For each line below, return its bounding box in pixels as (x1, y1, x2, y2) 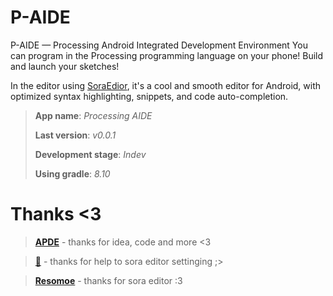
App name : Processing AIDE (34, 109, 153, 121)
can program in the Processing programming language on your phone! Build (10, 49, 324, 61)
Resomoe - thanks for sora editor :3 (34, 274, 183, 286)
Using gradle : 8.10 (34, 167, 111, 180)
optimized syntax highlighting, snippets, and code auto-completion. (10, 90, 289, 102)
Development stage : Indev (34, 148, 147, 160)
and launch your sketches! (10, 60, 120, 72)
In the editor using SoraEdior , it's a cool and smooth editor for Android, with (10, 79, 322, 91)
